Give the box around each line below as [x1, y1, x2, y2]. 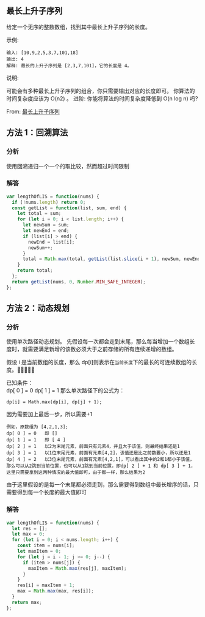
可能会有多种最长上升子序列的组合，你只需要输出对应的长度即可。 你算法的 [6, 87, 195, 94]
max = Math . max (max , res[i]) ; [17, 588, 95, 594]
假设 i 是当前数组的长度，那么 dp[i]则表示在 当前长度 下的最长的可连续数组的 [6, 359, 192, 366]
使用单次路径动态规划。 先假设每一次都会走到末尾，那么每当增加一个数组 [6, 338, 190, 345]
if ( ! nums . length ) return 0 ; [12, 199, 86, 205]
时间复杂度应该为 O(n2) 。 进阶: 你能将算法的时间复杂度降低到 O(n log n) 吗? [6, 94, 198, 102]
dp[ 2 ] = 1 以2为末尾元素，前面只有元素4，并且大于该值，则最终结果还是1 [6, 443, 180, 450]
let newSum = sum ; [22, 222, 70, 228]
